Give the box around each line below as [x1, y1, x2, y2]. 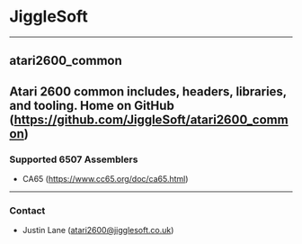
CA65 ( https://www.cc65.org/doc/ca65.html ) [22, 174, 189, 185]
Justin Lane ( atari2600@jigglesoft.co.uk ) [22, 225, 174, 236]
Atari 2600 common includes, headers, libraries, [9, 84, 288, 99]
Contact [9, 204, 46, 217]
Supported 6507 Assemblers [9, 153, 138, 166]
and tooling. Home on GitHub [9, 97, 175, 113]
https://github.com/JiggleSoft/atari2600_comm [13, 112, 289, 127]
